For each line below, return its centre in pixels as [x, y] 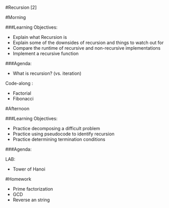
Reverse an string [31, 200]
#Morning [16, 17]
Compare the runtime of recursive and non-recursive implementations [87, 48]
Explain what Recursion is [40, 37]
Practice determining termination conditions [59, 139]
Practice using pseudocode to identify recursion [64, 134]
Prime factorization [33, 189]
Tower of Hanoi [29, 169]
